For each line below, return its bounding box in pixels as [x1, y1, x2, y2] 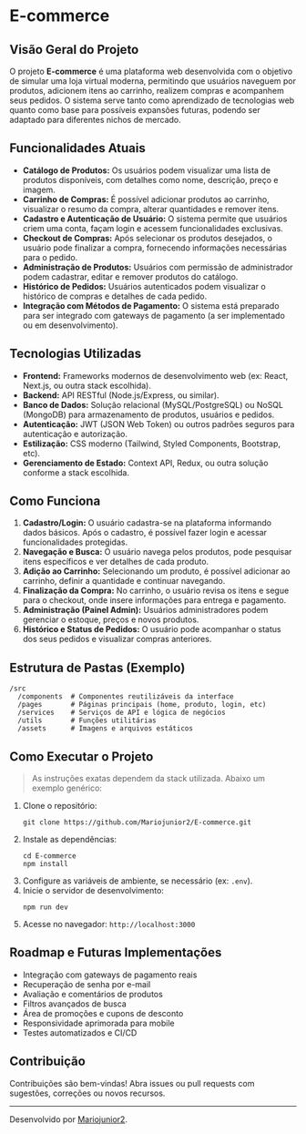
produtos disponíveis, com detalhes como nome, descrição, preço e [22, 174, 279, 185]
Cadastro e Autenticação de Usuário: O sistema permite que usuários [22, 213, 288, 224]
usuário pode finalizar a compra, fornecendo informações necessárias [22, 242, 287, 253]
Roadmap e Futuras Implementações [9, 945, 222, 961]
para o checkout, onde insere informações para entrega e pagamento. [22, 595, 287, 606]
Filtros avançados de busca [22, 998, 127, 1009]
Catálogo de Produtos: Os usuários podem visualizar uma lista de [22, 165, 271, 176]
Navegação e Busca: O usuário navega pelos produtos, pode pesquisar [22, 547, 292, 557]
